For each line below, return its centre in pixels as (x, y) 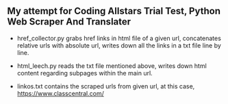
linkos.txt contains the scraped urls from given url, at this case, (106, 86)
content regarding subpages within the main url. (85, 73)
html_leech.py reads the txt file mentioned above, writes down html (112, 66)
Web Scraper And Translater (69, 22)
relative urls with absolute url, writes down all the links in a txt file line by (119, 45)
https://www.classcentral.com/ (60, 93)
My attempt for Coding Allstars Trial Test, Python (114, 11)
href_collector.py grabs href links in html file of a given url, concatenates (119, 38)
